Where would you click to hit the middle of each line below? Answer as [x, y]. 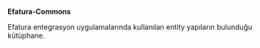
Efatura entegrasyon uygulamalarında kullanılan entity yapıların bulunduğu [130, 27]
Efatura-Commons [39, 12]
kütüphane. [26, 36]
